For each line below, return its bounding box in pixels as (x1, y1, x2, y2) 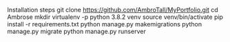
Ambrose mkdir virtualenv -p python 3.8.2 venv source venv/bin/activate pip (7, 13, 224, 21)
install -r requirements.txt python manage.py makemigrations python (7, 20, 202, 28)
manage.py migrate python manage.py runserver (7, 27, 146, 35)
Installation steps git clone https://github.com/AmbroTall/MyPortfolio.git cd (7, 6, 218, 14)
